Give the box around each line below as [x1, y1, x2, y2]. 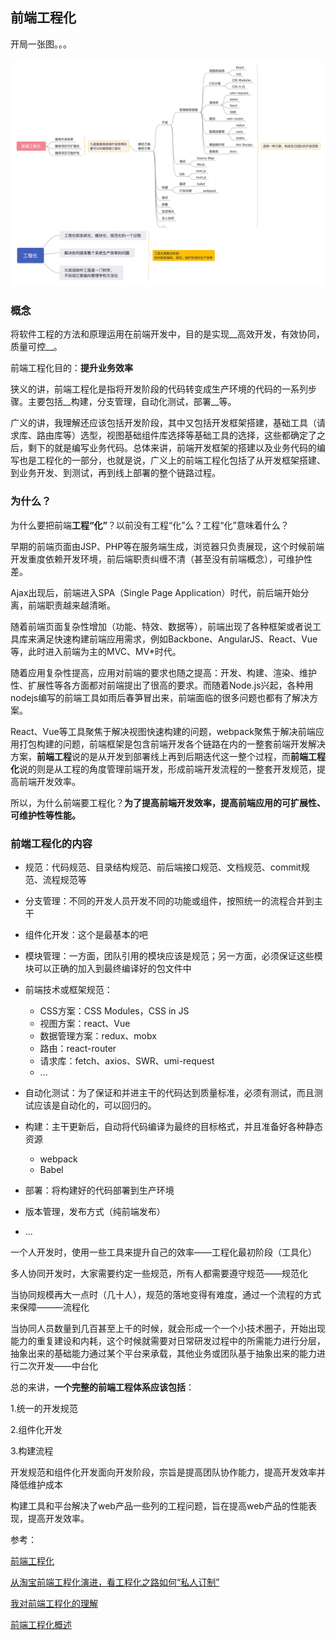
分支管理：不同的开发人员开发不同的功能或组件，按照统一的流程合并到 [24, 894, 315, 907]
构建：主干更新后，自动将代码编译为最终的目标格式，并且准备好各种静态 [24, 1120, 323, 1132]
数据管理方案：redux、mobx [39, 1029, 157, 1042]
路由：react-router [39, 1042, 117, 1054]
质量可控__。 [10, 341, 63, 353]
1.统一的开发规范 [10, 1402, 78, 1414]
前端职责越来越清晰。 [27, 599, 116, 611]
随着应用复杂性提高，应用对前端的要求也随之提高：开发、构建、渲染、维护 [10, 666, 317, 678]
